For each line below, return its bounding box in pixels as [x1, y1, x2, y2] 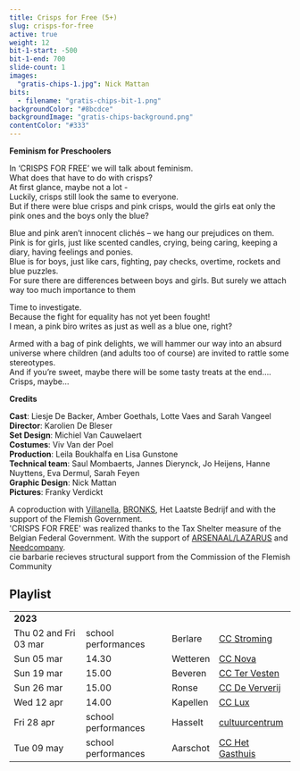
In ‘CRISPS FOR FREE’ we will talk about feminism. [9, 163, 194, 173]
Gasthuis [218, 747, 256, 759]
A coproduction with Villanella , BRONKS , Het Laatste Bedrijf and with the [9, 504, 277, 515]
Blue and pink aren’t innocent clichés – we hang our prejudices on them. [9, 228, 275, 238]
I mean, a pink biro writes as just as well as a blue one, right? [9, 321, 233, 331]
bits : [9, 88, 29, 96]
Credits [9, 394, 37, 404]
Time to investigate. [9, 302, 82, 313]
